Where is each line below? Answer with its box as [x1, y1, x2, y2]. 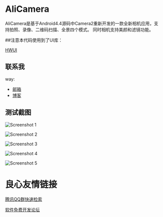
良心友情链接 [5, 179, 58, 190]
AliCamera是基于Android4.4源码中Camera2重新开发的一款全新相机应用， [5, 20, 154, 26]
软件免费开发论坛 [5, 207, 40, 213]
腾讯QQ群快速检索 [5, 196, 42, 202]
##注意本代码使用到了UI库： [5, 37, 63, 43]
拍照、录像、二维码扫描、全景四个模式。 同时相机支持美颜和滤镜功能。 [9, 26, 154, 33]
